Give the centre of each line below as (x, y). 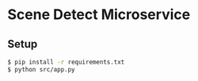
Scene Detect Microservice (99, 15)
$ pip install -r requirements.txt (66, 62)
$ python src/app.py (42, 69)
